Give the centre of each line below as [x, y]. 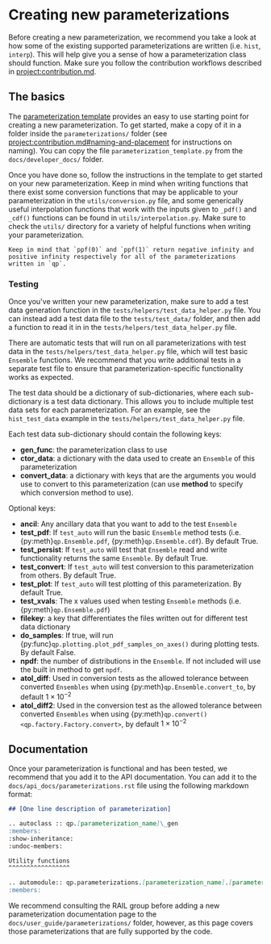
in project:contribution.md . [52, 71]
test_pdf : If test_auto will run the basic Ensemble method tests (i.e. [131, 533]
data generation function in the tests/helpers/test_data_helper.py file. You [135, 310]
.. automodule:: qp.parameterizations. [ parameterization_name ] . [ [120, 883]
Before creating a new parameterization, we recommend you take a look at [132, 37]
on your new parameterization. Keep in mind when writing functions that [128, 183]
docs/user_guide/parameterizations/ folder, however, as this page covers [131, 923]
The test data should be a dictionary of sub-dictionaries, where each [122, 393]
